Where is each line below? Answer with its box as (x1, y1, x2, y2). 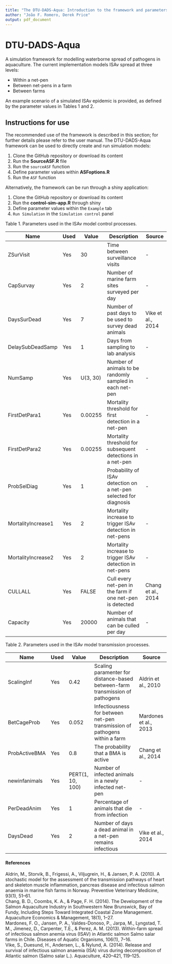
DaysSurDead (8, 316, 41, 323)
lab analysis (106, 350, 136, 357)
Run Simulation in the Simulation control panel (12, 211, 114, 217)
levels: (5, 67, 19, 73)
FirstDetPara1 (8, 412, 41, 419)
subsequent (106, 446, 136, 453)
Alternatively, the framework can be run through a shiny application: (5, 184, 149, 190)
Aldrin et (139, 676, 160, 683)
